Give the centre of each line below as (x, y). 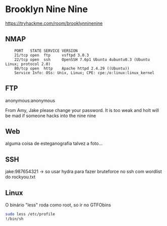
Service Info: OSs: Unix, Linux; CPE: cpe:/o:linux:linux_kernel (85, 73)
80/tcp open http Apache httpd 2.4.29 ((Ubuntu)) (72, 68)
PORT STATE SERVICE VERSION (46, 51)
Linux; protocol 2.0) (28, 64)
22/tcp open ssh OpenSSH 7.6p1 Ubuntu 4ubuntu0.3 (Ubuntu (82, 60)
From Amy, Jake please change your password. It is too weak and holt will (82, 110)
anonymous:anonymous (30, 100)
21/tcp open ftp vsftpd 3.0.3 (52, 55)
